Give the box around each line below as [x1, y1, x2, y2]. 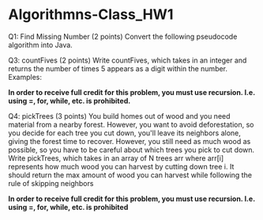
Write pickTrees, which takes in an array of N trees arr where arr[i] [8, 153, 224, 163]
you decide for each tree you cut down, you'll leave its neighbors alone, [8, 128, 241, 138]
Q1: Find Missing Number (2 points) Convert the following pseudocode [8, 32, 238, 41]
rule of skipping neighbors [8, 178, 94, 188]
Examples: [8, 72, 42, 82]
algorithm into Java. [8, 40, 73, 49]
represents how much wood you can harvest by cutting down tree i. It [8, 161, 235, 171]
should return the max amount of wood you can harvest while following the [8, 170, 253, 180]
